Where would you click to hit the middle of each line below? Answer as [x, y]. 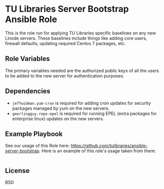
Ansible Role [31, 19]
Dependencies [28, 91]
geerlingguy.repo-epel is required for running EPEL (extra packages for [84, 113]
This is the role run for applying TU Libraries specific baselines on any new [81, 33]
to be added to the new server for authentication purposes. [65, 76]
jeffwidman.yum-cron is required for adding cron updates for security [81, 103]
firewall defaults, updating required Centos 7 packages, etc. [65, 43]
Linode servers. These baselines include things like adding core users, [76, 38]
